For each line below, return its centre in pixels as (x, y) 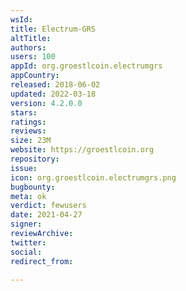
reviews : (28, 131)
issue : (24, 168)
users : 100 (33, 57)
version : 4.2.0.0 (46, 103)
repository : (35, 159)
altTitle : (31, 38)
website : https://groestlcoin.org (82, 150)
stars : (24, 112)
